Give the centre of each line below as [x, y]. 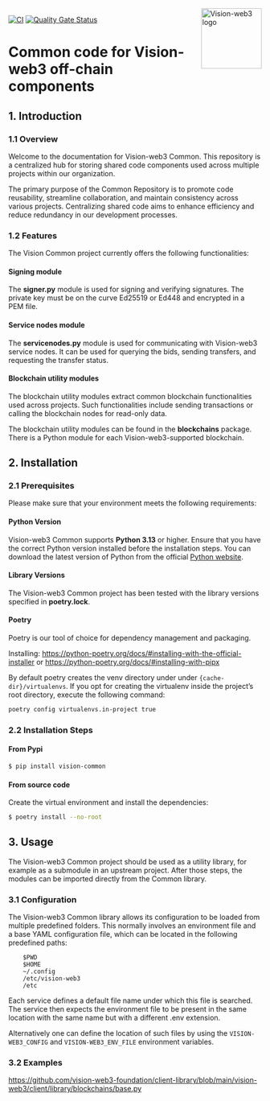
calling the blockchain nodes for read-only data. [88, 413]
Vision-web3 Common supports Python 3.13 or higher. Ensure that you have [135, 539]
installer [21, 662]
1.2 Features [33, 235]
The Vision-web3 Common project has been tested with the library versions [134, 593]
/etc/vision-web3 [52, 979]
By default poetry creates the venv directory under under [103, 678]
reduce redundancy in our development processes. [93, 214]
